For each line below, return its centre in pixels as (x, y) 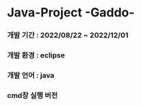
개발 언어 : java (31, 75)
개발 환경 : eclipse (36, 55)
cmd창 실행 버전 (33, 95)
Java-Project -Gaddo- (71, 13)
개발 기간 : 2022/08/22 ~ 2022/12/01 (68, 36)
